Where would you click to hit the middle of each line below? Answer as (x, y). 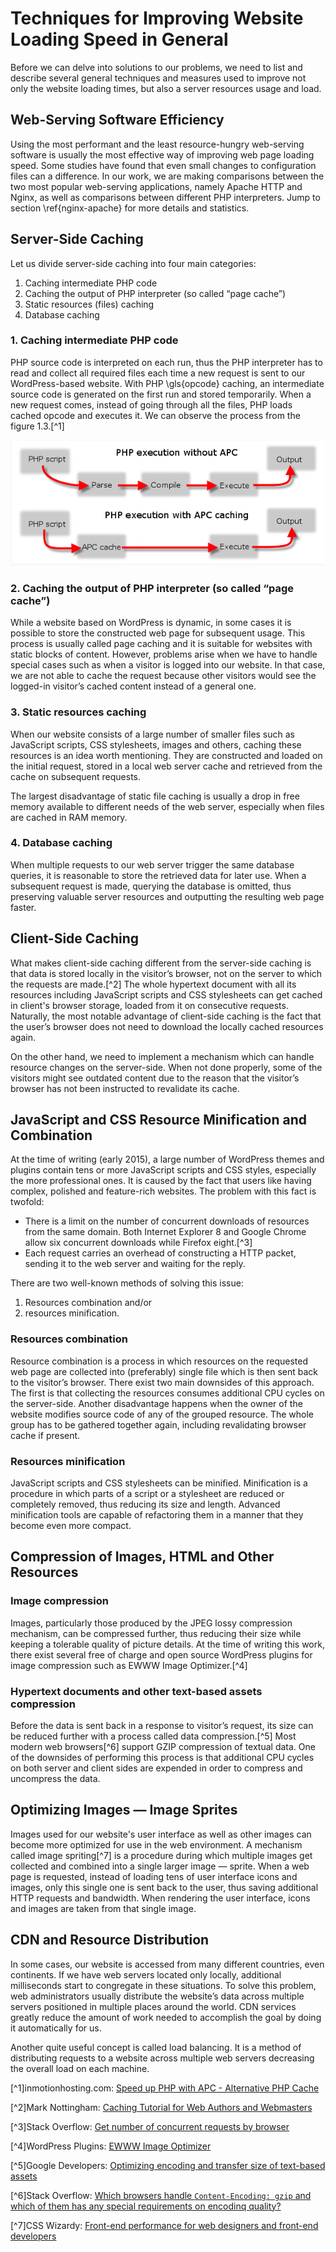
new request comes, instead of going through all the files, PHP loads (151, 404)
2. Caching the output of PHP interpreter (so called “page (152, 588)
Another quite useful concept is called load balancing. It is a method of (156, 2047)
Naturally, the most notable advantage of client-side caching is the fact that (166, 1016)
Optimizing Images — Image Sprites (124, 1810)
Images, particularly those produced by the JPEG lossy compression (151, 1623)
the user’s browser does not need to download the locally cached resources (167, 1026)
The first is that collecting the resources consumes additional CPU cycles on (167, 1393)
